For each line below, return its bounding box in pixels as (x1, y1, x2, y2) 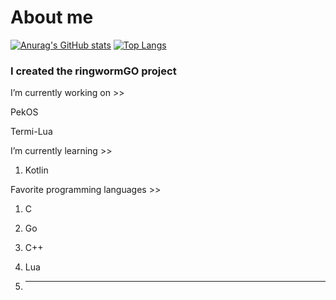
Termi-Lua (10, 126, 53, 138)
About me (10, 6, 94, 29)
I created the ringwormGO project (10, 64, 177, 78)
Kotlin (24, 164, 49, 176)
